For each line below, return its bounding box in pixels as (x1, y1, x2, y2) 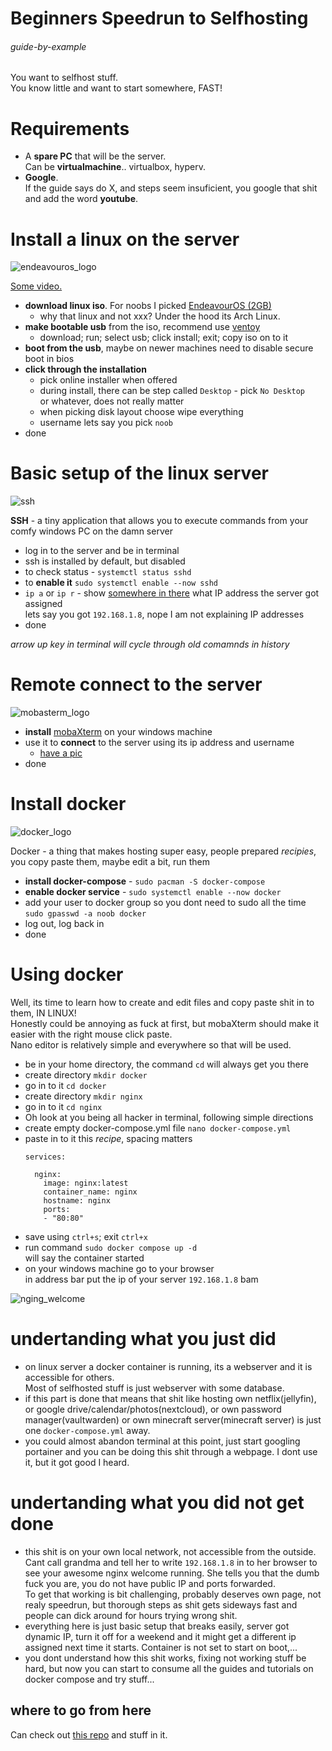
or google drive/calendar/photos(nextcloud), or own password (24, 1403, 282, 1415)
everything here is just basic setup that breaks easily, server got (24, 1620, 290, 1632)
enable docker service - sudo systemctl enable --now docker (24, 886, 282, 898)
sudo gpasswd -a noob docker (24, 909, 147, 919)
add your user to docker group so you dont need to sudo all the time (24, 897, 307, 909)
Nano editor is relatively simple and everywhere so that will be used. (10, 1039, 292, 1051)
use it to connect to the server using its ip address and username (24, 737, 295, 749)
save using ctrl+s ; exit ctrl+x (24, 1231, 148, 1243)
